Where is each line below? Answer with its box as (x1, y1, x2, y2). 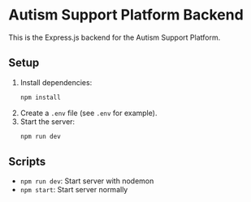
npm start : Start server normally (19, 185, 128, 195)
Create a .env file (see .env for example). (19, 108, 158, 118)
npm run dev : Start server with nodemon (19, 176, 154, 186)
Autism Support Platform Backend (8, 6, 244, 24)
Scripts (8, 154, 46, 168)
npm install (19, 93, 61, 101)
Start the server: (19, 116, 76, 127)
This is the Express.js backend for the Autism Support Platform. (8, 32, 221, 42)
